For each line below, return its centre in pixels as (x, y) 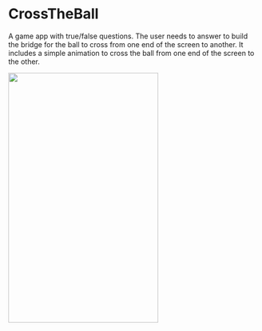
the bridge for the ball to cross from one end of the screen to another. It (126, 44)
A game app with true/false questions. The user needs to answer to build (128, 36)
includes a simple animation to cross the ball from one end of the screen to (131, 53)
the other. (24, 62)
